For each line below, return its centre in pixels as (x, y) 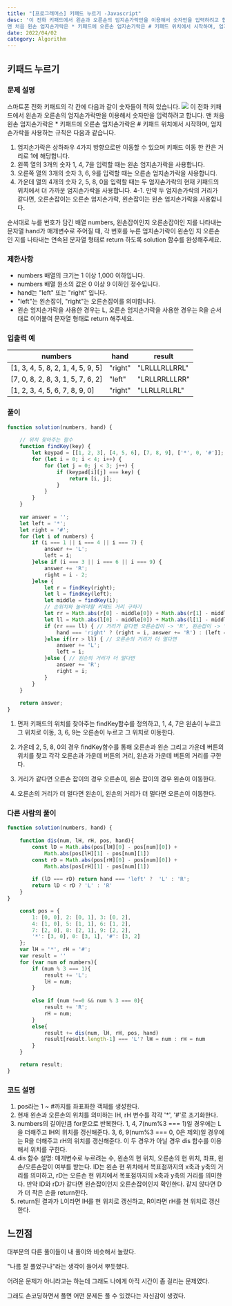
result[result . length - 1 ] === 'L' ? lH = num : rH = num (125, 1040)
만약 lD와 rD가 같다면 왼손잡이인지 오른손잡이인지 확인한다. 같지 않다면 (121, 1184)
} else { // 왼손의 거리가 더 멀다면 (89, 659)
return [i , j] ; (90, 478)
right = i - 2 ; (66, 575)
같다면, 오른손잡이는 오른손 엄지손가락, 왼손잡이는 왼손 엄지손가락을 (107, 199)
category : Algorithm (37, 39)
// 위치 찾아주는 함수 (46, 440)
